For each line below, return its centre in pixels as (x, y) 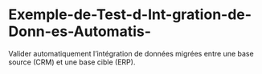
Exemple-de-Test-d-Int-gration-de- (130, 15)
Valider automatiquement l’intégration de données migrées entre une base (131, 53)
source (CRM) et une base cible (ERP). (72, 62)
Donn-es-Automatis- (80, 31)
